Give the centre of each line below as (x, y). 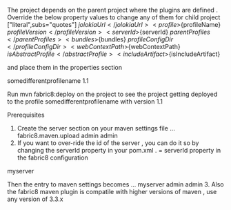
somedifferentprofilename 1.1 (48, 81)
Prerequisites (26, 115)
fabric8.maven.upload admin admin (68, 135)
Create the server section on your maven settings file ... (96, 128)
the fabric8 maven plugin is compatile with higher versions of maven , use (112, 192)
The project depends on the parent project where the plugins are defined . (113, 10)
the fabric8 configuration (52, 157)
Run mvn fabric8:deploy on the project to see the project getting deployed (112, 94)
